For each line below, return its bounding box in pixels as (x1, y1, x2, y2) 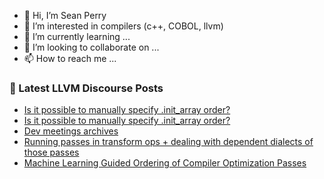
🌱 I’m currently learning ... (23, 31, 131, 42)
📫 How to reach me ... (23, 53, 117, 64)
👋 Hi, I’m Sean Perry (23, 10, 107, 21)
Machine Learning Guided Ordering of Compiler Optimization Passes (23, 157, 307, 169)
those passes (23, 146, 80, 159)
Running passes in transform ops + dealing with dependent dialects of (23, 136, 314, 148)
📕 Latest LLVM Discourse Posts (9, 81, 164, 95)
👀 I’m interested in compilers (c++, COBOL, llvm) (23, 20, 224, 32)
